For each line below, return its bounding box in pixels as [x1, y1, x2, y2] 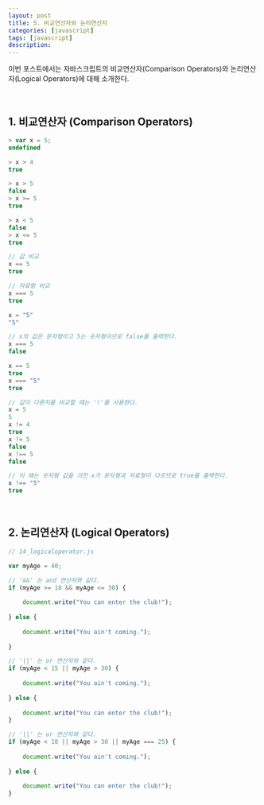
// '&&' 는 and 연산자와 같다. [8, 576, 100, 584]
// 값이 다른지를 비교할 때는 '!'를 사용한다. [8, 398, 138, 406]
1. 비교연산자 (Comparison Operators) [8, 114, 193, 128]
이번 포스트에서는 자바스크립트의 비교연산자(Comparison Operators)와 [8, 64, 229, 74]
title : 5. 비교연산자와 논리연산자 [8, 19, 108, 27]
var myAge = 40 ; [8, 562, 62, 570]
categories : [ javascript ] [8, 26, 94, 34]
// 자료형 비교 [8, 282, 50, 290]
